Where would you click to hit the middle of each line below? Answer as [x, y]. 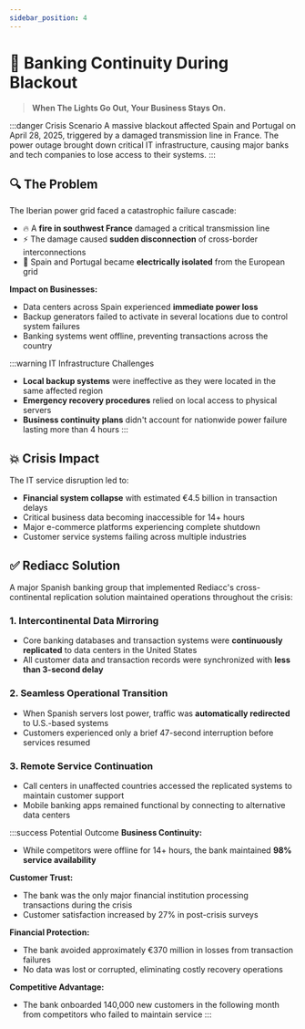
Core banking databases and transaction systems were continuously [152, 640]
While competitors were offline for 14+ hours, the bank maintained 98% [157, 850]
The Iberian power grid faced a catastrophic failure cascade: [123, 211]
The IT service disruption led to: [69, 481]
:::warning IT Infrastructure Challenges [82, 364]
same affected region [62, 391]
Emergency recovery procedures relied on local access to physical [150, 400]
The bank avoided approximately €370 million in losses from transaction [158, 950]
